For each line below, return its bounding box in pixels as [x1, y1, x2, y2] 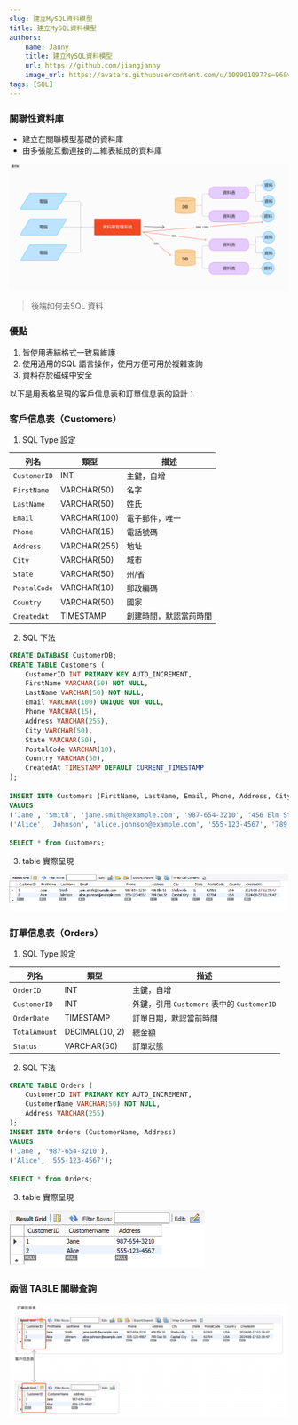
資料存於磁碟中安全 [21, 369, 93, 380]
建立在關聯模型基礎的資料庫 [21, 134, 124, 145]
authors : [9, 33, 42, 42]
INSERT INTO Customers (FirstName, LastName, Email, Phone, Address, [9, 791, 272, 800]
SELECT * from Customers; [9, 838, 105, 848]
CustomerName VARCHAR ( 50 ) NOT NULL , [25, 1100, 161, 1109]
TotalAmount [12, 1028, 58, 1037]
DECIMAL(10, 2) [64, 1027, 126, 1037]
